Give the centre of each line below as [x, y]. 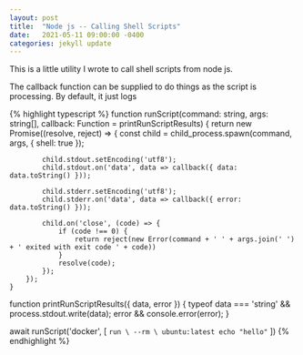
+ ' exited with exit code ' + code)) [83, 248]
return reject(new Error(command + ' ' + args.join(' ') [185, 239]
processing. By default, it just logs [73, 96]
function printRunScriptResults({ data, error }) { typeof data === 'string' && [150, 304]
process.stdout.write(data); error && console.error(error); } [119, 314]
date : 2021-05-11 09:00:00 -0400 [77, 35]
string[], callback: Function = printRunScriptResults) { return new [131, 124]
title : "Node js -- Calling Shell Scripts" [95, 26]
